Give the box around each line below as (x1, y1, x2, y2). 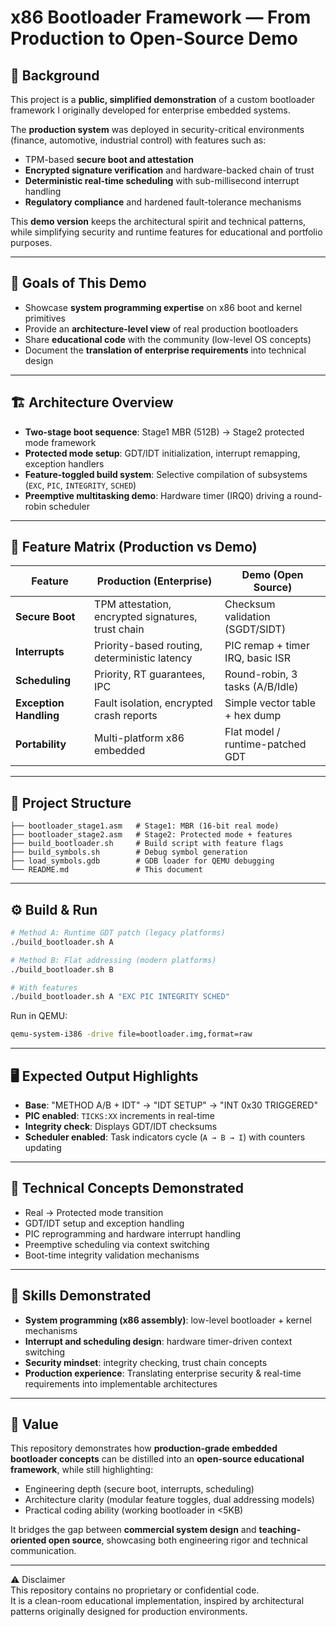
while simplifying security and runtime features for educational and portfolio (10, 226, 323, 238)
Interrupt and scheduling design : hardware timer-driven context (24, 1335, 293, 1347)
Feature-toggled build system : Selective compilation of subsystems (24, 468, 308, 480)
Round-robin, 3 (224, 667, 298, 681)
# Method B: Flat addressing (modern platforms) (10, 955, 217, 965)
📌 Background (10, 67, 100, 84)
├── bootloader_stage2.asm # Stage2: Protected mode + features (10, 830, 293, 840)
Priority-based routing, (94, 639, 203, 653)
